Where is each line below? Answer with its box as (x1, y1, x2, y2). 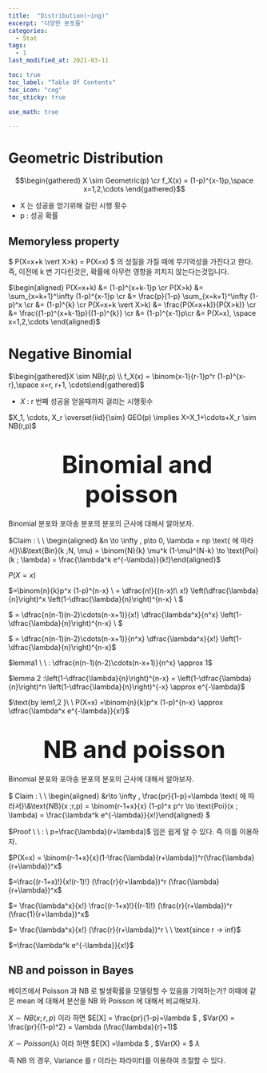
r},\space (8, 380, 39, 389)
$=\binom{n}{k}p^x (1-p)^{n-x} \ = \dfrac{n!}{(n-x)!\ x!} (8, 586, 189, 595)
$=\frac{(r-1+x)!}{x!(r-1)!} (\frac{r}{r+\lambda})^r (8, 877, 167, 886)
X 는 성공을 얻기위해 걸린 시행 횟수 (19, 201, 128, 211)
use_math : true (8, 107, 59, 116)
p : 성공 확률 (19, 211, 58, 220)
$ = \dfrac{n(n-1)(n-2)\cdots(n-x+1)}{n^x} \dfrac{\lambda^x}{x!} (8, 634, 219, 643)
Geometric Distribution (8, 149, 164, 167)
